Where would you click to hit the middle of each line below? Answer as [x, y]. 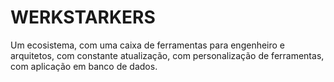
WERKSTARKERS [83, 17]
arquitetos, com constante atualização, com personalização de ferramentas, [167, 55]
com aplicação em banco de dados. [84, 66]
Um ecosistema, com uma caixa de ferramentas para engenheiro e [148, 45]
